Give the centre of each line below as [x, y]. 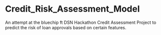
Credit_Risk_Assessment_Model [72, 9]
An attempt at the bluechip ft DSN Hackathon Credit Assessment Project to [81, 22]
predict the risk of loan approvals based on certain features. [66, 27]
